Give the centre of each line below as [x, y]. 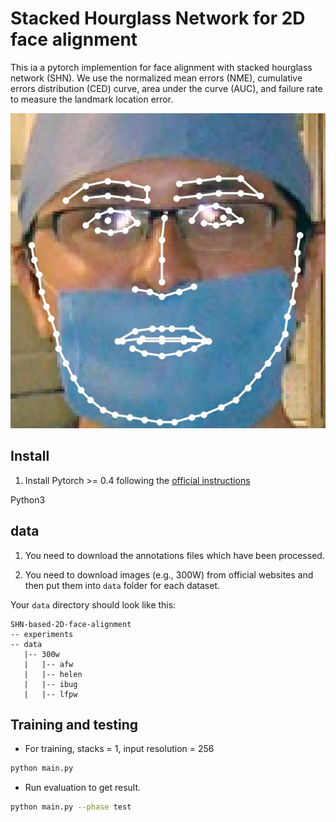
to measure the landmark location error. [92, 99]
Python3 [28, 499]
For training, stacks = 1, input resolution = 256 [119, 749]
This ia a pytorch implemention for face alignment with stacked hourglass [161, 67]
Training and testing [74, 724]
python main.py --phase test [71, 807]
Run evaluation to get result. [83, 788]
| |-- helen [53, 674]
